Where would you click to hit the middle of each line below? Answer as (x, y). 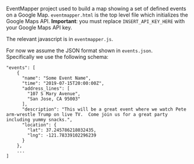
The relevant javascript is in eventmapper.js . (60, 39)
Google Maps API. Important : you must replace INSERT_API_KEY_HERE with (96, 21)
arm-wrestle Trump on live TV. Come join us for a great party (87, 115)
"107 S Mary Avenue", (54, 94)
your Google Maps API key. (39, 27)
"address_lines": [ (46, 89)
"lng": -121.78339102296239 (62, 135)
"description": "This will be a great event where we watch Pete (104, 109)
